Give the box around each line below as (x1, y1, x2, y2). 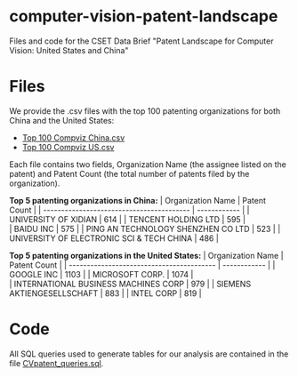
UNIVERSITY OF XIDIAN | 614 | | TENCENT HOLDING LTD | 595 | (9, 213, 246, 224)
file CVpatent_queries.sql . (9, 357, 104, 368)
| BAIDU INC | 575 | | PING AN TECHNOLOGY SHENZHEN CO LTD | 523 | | (9, 223, 281, 234)
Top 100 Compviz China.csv (21, 132, 125, 143)
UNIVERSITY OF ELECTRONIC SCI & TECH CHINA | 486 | (9, 233, 220, 244)
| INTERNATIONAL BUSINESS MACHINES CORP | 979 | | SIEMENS (9, 278, 252, 289)
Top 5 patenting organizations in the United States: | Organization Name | (9, 250, 284, 261)
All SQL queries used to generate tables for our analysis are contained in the (9, 349, 289, 359)
